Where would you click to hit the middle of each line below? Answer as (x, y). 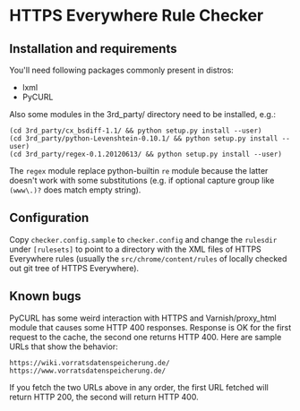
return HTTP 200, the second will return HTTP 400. (104, 397)
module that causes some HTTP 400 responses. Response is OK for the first (150, 327)
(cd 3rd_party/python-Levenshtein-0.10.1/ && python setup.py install (144, 139)
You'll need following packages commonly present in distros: (122, 70)
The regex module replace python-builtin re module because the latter (139, 171)
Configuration (49, 218)
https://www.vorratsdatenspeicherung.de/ (88, 371)
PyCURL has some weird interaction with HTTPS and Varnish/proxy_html (143, 318)
